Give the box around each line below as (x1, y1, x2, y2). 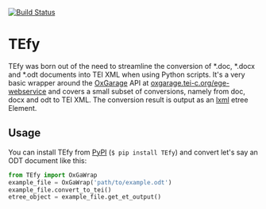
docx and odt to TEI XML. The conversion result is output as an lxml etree (8, 95, 249, 104)
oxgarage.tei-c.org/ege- (150, 78, 230, 87)
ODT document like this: (8, 155, 87, 165)
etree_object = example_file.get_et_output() (8, 193, 161, 201)
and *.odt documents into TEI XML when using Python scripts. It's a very (8, 70, 245, 79)
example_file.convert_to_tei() (8, 186, 112, 194)
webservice (8, 86, 47, 96)
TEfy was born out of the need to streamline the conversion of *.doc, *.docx (8, 61, 256, 70)
